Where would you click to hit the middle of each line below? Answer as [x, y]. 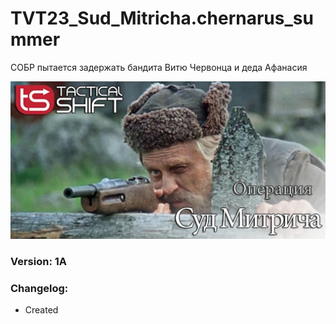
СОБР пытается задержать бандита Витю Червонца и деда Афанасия [159, 67]
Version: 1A [39, 261]
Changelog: [39, 288]
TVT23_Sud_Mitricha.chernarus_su [162, 18]
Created [41, 310]
